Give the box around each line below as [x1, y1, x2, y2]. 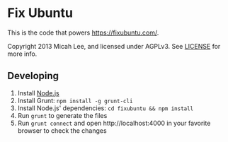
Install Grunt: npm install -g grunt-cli [17, 96, 133, 105]
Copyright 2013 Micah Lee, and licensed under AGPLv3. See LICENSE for [7, 42, 221, 50]
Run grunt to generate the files [17, 111, 108, 119]
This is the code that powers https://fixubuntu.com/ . [7, 28, 159, 37]
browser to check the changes [17, 126, 108, 135]
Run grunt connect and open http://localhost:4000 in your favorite [17, 119, 211, 127]
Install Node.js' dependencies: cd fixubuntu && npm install [17, 104, 194, 112]
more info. [7, 49, 38, 58]
